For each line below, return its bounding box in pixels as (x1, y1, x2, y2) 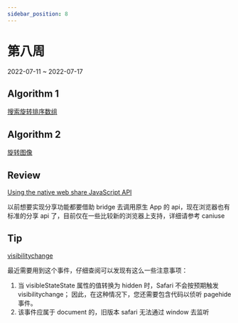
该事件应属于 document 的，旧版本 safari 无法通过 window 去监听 (17, 307, 210, 316)
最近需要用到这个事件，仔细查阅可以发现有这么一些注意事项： (7, 265, 188, 274)
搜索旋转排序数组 (7, 107, 58, 116)
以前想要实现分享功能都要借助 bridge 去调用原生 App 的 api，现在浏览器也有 (7, 203, 231, 211)
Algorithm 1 (7, 87, 59, 99)
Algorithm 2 (7, 128, 62, 141)
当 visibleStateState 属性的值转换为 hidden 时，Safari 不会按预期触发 (17, 281, 219, 290)
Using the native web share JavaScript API (7, 188, 132, 196)
